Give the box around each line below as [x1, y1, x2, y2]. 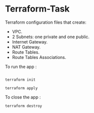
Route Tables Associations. [12, 54, 66, 60]
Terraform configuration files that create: [5, 19, 86, 25]
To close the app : [5, 94, 41, 100]
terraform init [5, 77, 36, 82]
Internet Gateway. [12, 39, 47, 44]
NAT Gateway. [12, 44, 41, 50]
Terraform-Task [5, 3, 70, 14]
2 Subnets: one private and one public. [12, 34, 90, 40]
